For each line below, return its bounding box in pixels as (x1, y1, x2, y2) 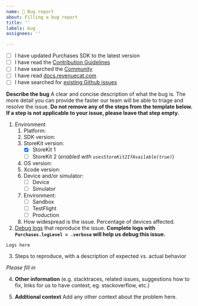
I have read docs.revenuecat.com (14, 72, 96, 79)
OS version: (23, 159, 52, 166)
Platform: (23, 127, 46, 134)
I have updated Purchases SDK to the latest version (14, 52, 140, 59)
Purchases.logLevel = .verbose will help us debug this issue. (14, 230, 166, 237)
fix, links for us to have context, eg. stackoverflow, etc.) (14, 282, 150, 289)
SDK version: (23, 134, 56, 141)
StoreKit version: (23, 140, 64, 147)
